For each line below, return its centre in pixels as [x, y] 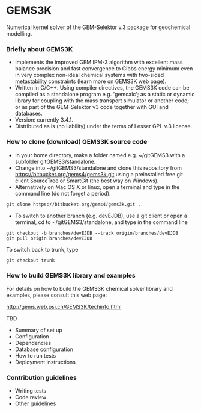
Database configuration [44, 349]
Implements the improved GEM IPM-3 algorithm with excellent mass [99, 62]
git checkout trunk [31, 260]
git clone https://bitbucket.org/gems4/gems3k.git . [73, 204]
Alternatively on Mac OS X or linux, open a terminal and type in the [97, 187]
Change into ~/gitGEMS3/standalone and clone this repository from [98, 168]
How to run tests [35, 355]
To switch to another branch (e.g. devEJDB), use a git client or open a [101, 216]
